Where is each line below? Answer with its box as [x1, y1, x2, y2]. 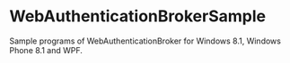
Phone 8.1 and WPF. [9, 44, 83, 55]
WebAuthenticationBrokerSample [9, 6, 267, 27]
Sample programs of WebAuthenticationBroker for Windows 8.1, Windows [9, 35, 281, 46]
